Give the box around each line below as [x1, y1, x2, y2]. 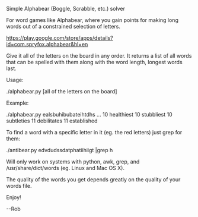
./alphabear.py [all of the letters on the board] [6, 88, 117, 95]
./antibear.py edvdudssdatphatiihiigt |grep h [6, 147, 113, 153]
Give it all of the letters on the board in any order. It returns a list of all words [6, 52, 192, 59]
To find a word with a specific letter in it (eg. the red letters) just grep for [6, 129, 183, 136]
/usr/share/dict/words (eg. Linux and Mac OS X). [6, 165, 124, 171]
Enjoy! [6, 194, 22, 201]
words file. [6, 183, 32, 189]
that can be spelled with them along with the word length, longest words [6, 59, 183, 65]
